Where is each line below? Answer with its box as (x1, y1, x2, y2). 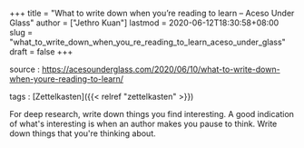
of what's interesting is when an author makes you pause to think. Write (9, 118, 278, 129)
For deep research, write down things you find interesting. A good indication (9, 109, 295, 119)
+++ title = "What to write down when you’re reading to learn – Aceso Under (9, 8, 295, 18)
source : (9, 64, 41, 74)
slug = (9, 27, 34, 37)
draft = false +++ (9, 46, 74, 57)
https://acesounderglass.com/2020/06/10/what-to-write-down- (42, 64, 280, 74)
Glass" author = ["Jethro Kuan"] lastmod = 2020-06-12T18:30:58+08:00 (9, 17, 279, 28)
